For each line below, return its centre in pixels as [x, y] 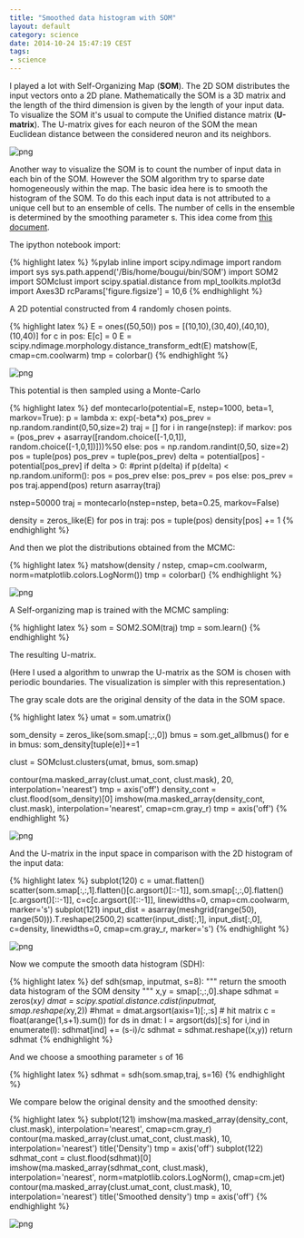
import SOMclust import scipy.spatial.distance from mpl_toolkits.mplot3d [145, 281]
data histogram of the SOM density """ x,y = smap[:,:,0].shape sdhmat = [144, 991]
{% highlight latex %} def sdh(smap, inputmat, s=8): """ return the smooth [148, 982]
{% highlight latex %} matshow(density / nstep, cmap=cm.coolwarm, [138, 565]
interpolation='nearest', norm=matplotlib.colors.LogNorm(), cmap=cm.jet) [147, 1177]
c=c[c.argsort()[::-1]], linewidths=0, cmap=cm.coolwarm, [183, 900]
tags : [20, 52]
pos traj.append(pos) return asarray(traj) [85, 485]
